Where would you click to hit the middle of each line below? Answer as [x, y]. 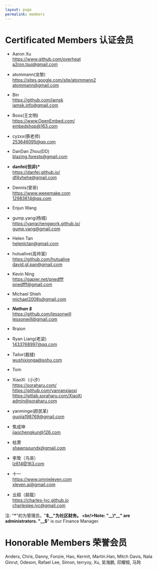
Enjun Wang [24, 208]
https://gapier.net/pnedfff [38, 279]
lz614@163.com [28, 464]
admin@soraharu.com [35, 401]
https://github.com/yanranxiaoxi [45, 390]
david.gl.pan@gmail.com [37, 265]
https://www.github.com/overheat [46, 59]
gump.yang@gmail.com [36, 229]
